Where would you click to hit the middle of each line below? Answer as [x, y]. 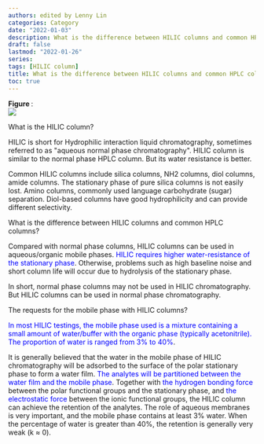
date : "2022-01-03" [40, 30]
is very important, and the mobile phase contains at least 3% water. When [128, 415]
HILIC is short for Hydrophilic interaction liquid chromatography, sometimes [130, 141]
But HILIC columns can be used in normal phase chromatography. [115, 295]
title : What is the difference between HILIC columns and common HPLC [126, 74]
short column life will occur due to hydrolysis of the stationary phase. [120, 271]
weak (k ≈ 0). [29, 432]
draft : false [29, 45]
